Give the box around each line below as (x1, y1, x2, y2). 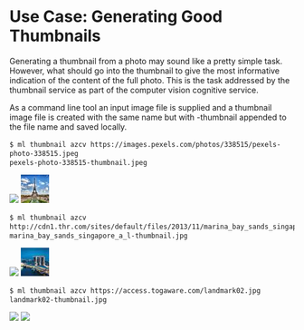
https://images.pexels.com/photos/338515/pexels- (90, 140, 281, 149)
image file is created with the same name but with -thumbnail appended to (9, 112, 287, 122)
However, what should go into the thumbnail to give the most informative (9, 65, 280, 76)
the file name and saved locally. (9, 121, 128, 132)
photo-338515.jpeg (9, 149, 79, 158)
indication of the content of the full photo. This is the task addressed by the (9, 74, 290, 85)
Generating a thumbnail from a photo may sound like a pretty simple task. (9, 55, 283, 66)
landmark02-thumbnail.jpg (9, 295, 107, 305)
